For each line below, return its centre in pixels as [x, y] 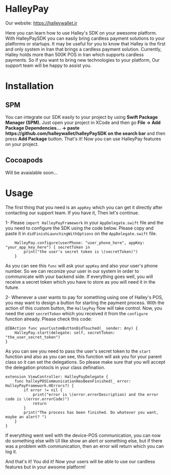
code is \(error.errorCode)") [38, 399]
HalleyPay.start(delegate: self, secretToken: [65, 333]
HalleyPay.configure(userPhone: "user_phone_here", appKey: [80, 243]
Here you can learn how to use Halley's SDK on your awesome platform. [81, 33]
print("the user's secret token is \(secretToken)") [81, 252]
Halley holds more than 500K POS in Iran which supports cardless [75, 55]
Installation [30, 86]
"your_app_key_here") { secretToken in [48, 247]
